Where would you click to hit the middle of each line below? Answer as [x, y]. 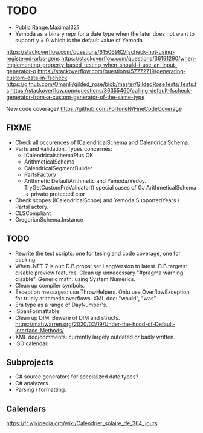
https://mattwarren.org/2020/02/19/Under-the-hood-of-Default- [95, 324]
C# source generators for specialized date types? [77, 377]
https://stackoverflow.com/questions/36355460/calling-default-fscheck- [101, 90]
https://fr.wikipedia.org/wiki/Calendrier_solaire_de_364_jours [82, 423]
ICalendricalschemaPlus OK [59, 155]
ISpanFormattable [37, 311]
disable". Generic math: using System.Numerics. [75, 279]
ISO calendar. [32, 343]
